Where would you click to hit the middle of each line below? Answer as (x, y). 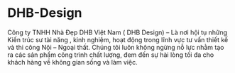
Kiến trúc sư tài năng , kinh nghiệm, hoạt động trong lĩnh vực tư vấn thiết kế (118, 39)
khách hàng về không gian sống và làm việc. (72, 62)
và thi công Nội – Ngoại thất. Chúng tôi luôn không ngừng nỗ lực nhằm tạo (116, 47)
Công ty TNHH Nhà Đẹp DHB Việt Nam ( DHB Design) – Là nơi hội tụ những (117, 32)
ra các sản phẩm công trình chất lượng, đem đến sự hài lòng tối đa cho (111, 55)
